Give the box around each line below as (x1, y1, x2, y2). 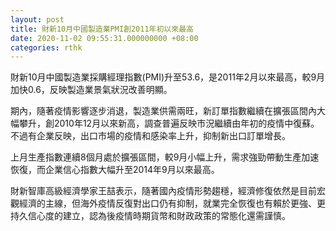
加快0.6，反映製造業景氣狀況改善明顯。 (10, 84, 173, 96)
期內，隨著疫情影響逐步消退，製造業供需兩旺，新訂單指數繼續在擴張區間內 (10, 105, 317, 117)
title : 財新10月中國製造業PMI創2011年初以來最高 (10, 24, 194, 34)
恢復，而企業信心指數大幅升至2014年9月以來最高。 (10, 164, 220, 176)
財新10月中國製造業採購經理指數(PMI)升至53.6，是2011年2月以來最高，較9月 (10, 71, 326, 83)
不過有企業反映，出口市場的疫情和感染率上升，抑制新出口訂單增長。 (10, 130, 291, 142)
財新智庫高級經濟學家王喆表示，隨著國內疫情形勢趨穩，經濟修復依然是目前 (10, 185, 317, 197)
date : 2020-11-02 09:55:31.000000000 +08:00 (10, 33, 199, 43)
